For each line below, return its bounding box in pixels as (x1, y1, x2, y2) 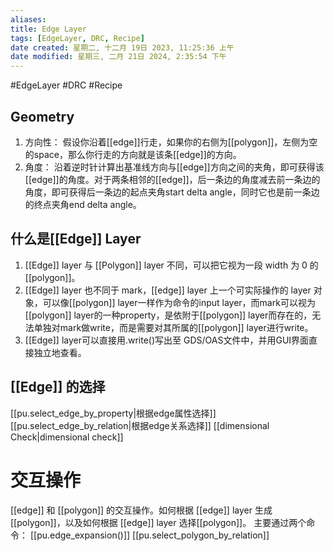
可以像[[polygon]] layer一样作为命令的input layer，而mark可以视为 (42, 296, 316, 308)
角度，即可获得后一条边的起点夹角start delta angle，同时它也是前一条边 (24, 186, 320, 198)
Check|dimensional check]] (10, 431, 124, 443)
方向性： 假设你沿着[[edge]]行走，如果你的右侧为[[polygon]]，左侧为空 (24, 136, 318, 148)
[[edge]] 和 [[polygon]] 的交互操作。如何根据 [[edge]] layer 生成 (10, 504, 273, 516)
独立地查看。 (33, 346, 87, 358)
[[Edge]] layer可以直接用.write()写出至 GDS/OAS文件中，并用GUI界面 (24, 334, 310, 346)
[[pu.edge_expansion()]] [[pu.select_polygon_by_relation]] (29, 529, 270, 541)
